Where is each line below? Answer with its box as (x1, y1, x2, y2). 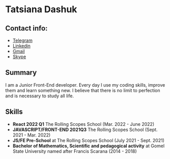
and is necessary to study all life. (5, 93, 74, 99)
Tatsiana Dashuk (5, 4, 78, 15)
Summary (5, 68, 37, 77)
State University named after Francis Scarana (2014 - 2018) (12, 148, 137, 154)
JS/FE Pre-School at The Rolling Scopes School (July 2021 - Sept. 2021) (12, 137, 165, 143)
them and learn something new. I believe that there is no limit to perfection (5, 87, 160, 93)
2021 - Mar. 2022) (12, 131, 51, 138)
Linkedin (12, 43, 31, 49)
